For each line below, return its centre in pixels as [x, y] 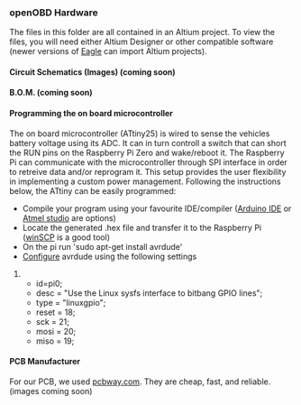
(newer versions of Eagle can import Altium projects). [108, 51]
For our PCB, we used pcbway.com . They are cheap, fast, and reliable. [140, 382]
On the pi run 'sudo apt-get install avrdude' [102, 246]
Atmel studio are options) [69, 217]
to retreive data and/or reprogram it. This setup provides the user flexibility [148, 171]
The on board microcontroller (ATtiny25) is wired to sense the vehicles [140, 133]
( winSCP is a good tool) [66, 237]
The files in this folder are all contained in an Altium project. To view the [142, 32]
